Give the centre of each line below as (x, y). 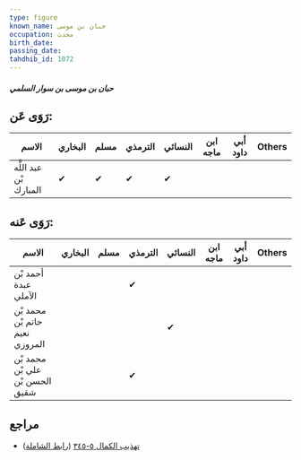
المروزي (30, 344)
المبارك (28, 190)
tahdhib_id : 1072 (42, 59)
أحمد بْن (29, 273)
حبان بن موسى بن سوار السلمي (61, 88)
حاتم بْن (28, 322)
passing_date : (36, 51)
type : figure (34, 17)
